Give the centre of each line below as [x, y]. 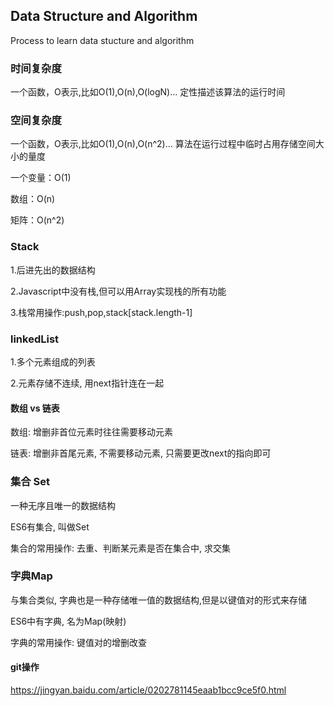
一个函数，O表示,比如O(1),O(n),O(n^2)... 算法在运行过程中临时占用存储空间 [163, 144]
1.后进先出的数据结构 [53, 270]
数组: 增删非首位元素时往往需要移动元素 [91, 432]
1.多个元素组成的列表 [53, 362]
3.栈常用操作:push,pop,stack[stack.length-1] [101, 312]
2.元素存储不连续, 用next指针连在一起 [87, 383]
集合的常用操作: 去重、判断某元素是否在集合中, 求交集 [120, 548]
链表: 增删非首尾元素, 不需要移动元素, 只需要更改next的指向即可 [141, 453]
